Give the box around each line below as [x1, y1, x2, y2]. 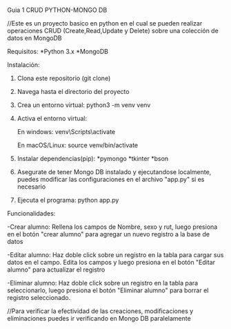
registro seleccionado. [7, 294, 71, 301]
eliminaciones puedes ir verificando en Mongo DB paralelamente [7, 314, 191, 322]
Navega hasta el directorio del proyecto [17, 88, 130, 95]
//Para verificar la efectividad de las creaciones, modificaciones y [7, 307, 194, 315]
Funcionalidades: [7, 209, 56, 217]
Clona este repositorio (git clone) [17, 74, 111, 82]
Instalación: [7, 61, 40, 68]
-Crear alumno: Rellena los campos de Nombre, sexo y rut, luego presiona [7, 223, 218, 231]
